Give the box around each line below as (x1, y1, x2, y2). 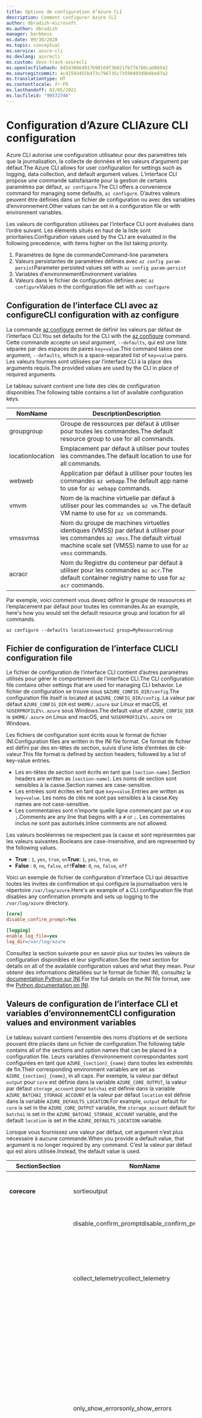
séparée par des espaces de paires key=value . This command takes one (6, 345, 183, 352)
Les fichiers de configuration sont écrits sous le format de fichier (6, 732, 167, 739)
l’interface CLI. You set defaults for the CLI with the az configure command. (6, 332, 191, 340)
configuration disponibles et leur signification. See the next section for (6, 956, 179, 963)
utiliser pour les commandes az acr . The (60, 566, 173, 574)
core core (9, 1187, 36, 1195)
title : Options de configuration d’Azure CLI (6, 8, 122, 15)
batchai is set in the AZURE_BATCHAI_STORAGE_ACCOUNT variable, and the (6, 1110, 178, 1117)
